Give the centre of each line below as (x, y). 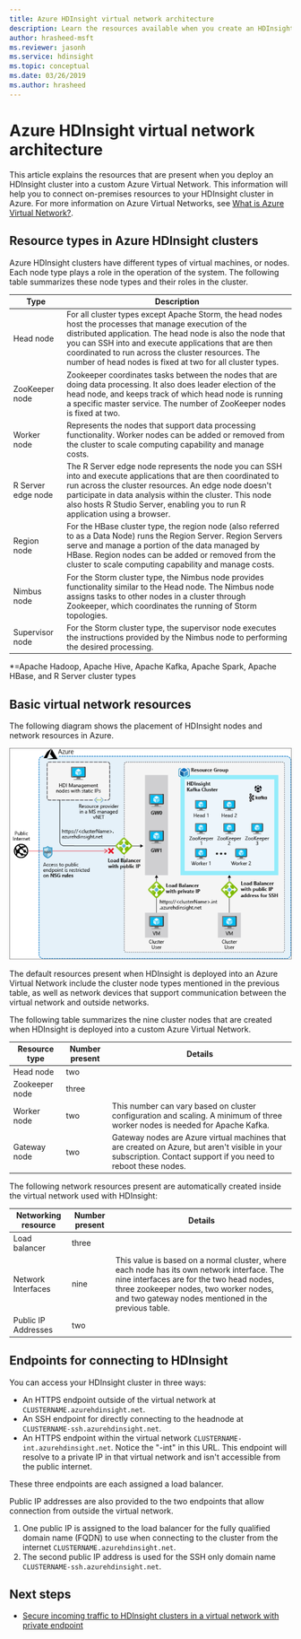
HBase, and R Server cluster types (73, 676)
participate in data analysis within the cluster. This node (169, 495)
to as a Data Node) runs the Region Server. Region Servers (175, 536)
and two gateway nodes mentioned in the (191, 1298)
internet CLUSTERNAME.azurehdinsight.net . (99, 1547)
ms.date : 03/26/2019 (48, 76)
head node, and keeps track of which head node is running (175, 394)
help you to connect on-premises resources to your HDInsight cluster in (142, 194)
